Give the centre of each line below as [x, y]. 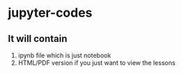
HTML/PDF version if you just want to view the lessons [97, 63]
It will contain [38, 39]
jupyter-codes [50, 13]
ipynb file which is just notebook [65, 55]
